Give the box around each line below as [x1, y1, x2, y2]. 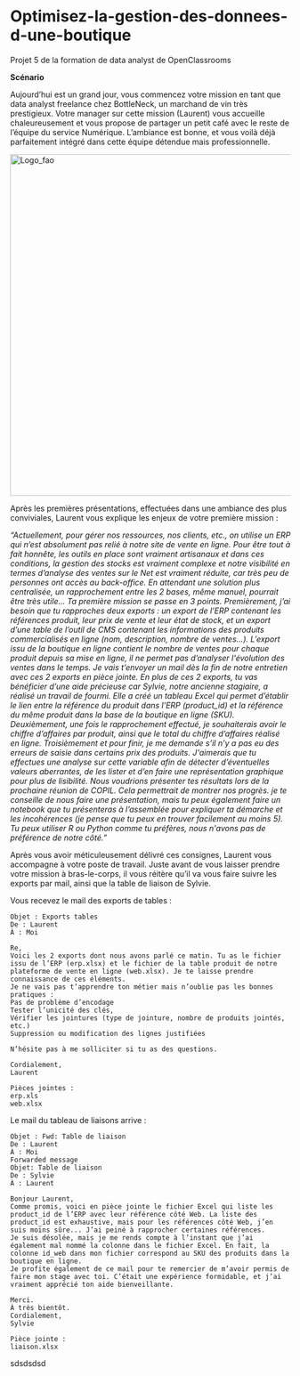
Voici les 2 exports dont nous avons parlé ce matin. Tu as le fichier [10, 951, 281, 960]
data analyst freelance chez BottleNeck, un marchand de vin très [10, 98, 248, 109]
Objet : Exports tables [10, 912, 99, 921]
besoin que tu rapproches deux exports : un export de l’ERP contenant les [10, 605, 281, 616]
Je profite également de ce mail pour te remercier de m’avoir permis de [10, 1264, 290, 1274]
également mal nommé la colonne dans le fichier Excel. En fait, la [10, 1241, 270, 1250]
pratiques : [10, 990, 54, 999]
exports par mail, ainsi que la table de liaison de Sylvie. [10, 878, 212, 888]
